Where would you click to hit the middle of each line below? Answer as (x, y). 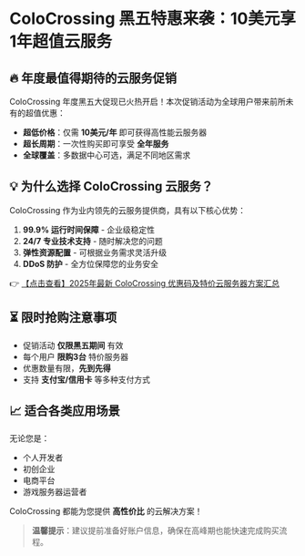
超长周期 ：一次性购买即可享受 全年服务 (96, 144)
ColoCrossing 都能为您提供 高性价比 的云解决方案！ (106, 511)
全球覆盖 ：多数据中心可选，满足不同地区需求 (107, 155)
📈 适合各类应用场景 (65, 411)
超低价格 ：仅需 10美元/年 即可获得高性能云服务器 (115, 132)
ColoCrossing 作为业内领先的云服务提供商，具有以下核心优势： (128, 210)
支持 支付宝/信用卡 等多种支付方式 (86, 379)
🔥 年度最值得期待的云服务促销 (93, 78)
